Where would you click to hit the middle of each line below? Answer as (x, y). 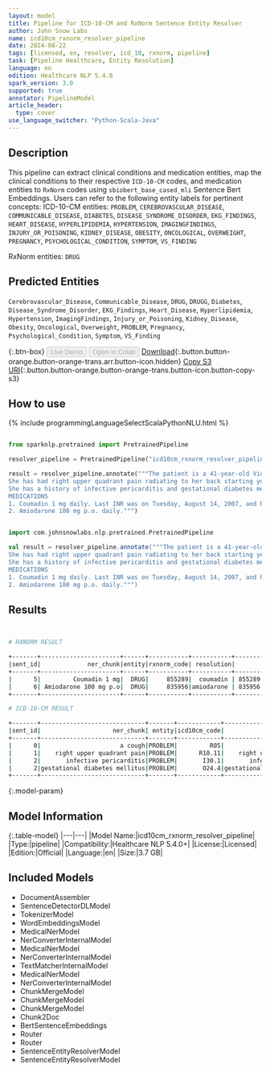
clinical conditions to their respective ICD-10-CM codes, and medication (125, 181)
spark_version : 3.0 (41, 83)
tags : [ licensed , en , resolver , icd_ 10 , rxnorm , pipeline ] (109, 53)
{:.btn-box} (27, 351)
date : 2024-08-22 (37, 46)
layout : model (32, 16)
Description (38, 153)
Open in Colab (114, 352)
